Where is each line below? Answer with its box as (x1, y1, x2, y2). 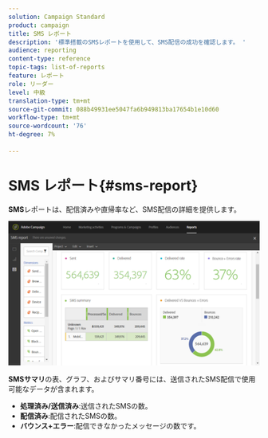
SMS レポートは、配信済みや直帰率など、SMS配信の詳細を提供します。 (8, 204, 241, 214)
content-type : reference (8, 55, 91, 63)
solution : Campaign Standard (8, 13, 105, 21)
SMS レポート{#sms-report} (8, 176, 199, 194)
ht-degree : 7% (8, 131, 56, 139)
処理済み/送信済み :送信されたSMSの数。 (19, 401, 152, 411)
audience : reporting (8, 46, 77, 55)
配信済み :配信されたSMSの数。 (19, 411, 122, 421)
